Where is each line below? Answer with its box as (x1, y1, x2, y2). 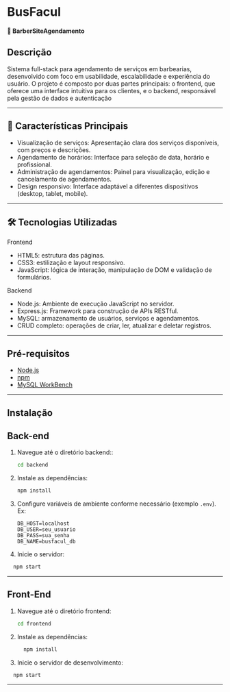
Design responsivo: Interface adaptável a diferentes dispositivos (16, 182, 199, 190)
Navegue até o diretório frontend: (16, 607, 112, 615)
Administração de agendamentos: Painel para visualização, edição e (16, 167, 210, 175)
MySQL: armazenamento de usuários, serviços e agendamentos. (16, 314, 201, 323)
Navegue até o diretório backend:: (16, 448, 114, 456)
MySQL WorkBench (16, 381, 73, 389)
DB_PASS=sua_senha (16, 532, 70, 539)
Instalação (7, 407, 53, 419)
